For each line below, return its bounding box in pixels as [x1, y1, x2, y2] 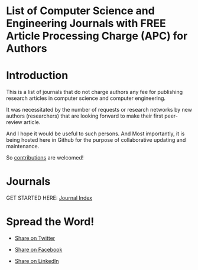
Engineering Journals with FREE [6, 17, 167, 30]
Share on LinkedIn [14, 258, 59, 264]
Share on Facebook [14, 246, 63, 253]
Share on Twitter [14, 235, 56, 242]
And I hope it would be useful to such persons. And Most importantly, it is [6, 130, 185, 137]
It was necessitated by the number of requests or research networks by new [6, 106, 192, 113]
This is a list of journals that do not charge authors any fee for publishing [6, 89, 183, 96]
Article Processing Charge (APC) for [6, 30, 188, 43]
